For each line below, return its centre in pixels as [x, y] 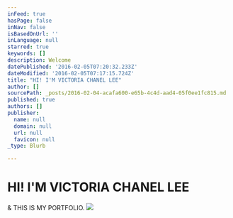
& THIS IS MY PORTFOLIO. [46, 208]
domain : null [33, 126]
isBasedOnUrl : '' [33, 34]
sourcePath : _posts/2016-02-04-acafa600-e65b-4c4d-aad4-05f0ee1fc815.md [117, 93]
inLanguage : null [33, 40]
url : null [28, 133]
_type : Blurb [27, 146]
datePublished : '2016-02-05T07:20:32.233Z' [73, 67]
